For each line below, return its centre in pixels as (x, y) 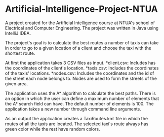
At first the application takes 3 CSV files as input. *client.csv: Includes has (80, 63)
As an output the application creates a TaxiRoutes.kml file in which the (77, 118)
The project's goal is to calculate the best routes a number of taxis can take (82, 42)
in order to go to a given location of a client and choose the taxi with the (78, 48)
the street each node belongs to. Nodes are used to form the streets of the (81, 78)
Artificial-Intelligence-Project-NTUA (82, 9)
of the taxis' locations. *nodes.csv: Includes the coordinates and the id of (80, 73)
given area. (17, 84)
